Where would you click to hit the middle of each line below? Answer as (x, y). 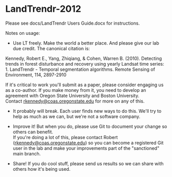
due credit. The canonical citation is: (51, 48)
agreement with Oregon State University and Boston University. (72, 95)
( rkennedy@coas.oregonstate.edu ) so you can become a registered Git (88, 143)
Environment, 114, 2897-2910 (36, 74)
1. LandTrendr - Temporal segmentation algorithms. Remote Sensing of (80, 69)
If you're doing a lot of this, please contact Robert (65, 137)
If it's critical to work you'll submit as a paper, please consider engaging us (84, 85)
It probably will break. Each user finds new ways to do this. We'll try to (87, 111)
